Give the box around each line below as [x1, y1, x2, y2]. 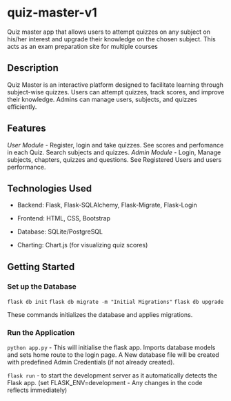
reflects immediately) [7, 386, 68, 394]
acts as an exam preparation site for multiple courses [7, 42, 159, 50]
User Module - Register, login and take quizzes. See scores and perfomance [7, 141, 224, 149]
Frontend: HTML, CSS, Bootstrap [17, 214, 110, 223]
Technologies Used [7, 183, 92, 194]
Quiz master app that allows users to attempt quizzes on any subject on [7, 28, 211, 36]
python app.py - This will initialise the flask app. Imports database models [7, 343, 216, 352]
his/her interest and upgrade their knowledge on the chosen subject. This [7, 34, 216, 43]
